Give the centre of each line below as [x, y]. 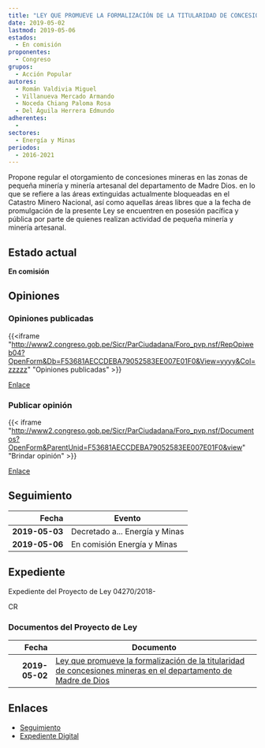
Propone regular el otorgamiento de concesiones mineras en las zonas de [128, 178]
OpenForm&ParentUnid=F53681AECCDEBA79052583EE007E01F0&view [125, 447]
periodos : [24, 148]
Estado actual [43, 252]
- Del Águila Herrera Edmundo [65, 111]
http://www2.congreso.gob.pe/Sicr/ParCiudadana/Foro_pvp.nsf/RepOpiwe [132, 344]
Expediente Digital [49, 735]
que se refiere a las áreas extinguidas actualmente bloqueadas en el [119, 194]
